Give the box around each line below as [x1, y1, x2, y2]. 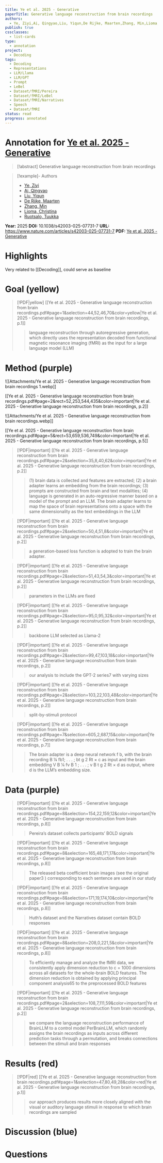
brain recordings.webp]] [5, 418, 53, 424]
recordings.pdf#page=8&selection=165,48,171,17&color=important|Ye [16, 850, 155, 856]
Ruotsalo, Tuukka [24, 213, 59, 219]
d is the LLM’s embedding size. [29, 767, 91, 773]
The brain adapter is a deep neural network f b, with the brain [29, 751, 152, 757]
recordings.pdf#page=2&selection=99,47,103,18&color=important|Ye [16, 652, 154, 658]
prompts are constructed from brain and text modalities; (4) [29, 488, 148, 494]
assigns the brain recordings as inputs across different [29, 1030, 138, 1036]
